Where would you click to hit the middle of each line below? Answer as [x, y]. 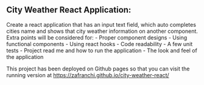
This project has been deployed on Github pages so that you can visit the [98, 69]
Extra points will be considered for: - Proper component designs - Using [97, 37]
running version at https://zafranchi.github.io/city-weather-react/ [88, 75]
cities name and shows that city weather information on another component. [102, 31]
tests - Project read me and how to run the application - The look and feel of [102, 50]
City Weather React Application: [69, 10]
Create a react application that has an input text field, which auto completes [101, 24]
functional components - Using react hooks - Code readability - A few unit [100, 44]
